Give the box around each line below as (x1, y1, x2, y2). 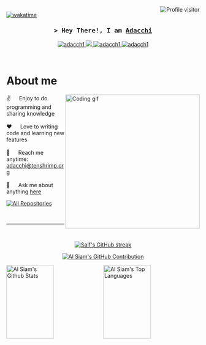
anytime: (6, 155, 29, 163)
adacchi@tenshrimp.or (6, 162, 64, 169)
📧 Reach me (6, 149, 44, 157)
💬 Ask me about (6, 182, 53, 189)
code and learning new (6, 130, 64, 137)
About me (6, 74, 58, 88)
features (6, 136, 28, 143)
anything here (6, 188, 42, 195)
